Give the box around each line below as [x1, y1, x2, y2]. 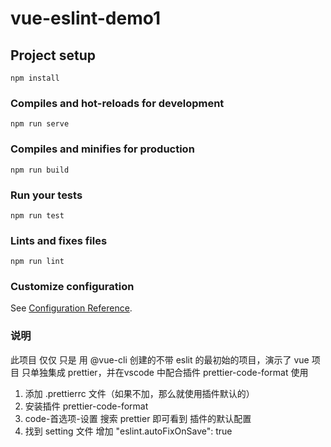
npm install [10, 73, 60, 83]
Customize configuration [10, 280, 135, 294]
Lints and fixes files [10, 233, 108, 247]
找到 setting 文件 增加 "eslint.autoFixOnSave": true [24, 425, 233, 437]
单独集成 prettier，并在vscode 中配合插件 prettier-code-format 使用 [29, 366, 309, 378]
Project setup [10, 47, 97, 64]
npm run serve [10, 119, 70, 129]
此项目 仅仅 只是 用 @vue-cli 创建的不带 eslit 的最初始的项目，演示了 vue [10, 353, 310, 366]
